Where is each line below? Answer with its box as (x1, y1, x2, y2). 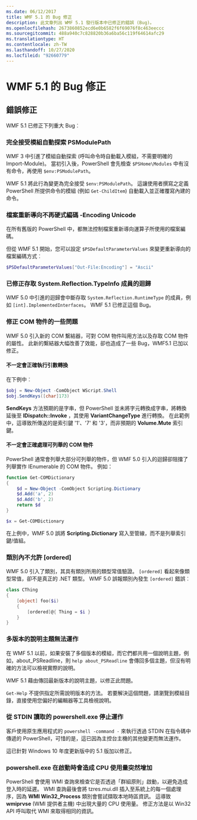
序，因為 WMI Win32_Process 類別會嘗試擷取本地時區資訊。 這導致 (6, 793, 171, 800)
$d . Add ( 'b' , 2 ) (16, 496, 54, 502)
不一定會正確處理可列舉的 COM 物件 (6, 441, 94, 449)
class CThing (6, 587, 38, 593)
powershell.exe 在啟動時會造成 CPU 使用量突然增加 (6, 763, 153, 772)
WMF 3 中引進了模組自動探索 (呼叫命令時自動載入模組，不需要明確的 (6, 152, 173, 159)
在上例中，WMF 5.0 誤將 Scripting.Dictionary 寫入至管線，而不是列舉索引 (6, 530, 186, 537)
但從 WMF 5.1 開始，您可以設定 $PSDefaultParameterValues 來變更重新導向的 (6, 246, 191, 253)
